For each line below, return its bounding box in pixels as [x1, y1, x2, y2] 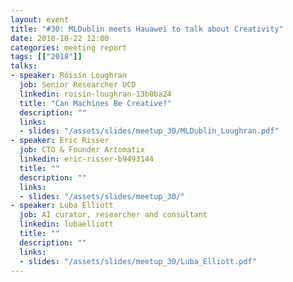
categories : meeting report [10, 42, 128, 53]
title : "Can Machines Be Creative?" [19, 98, 172, 108]
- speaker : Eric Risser [10, 136, 110, 146]
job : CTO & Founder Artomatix [19, 145, 145, 155]
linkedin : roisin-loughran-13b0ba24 [19, 89, 172, 99]
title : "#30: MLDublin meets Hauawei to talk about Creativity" [10, 24, 284, 34]
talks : [10, 61, 38, 71]
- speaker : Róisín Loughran [10, 71, 128, 81]
